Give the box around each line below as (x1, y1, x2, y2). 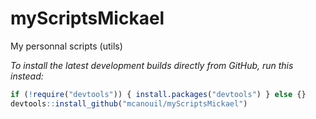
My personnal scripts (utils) (10, 40, 123, 52)
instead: (10, 70, 44, 82)
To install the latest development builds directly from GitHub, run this (10, 59, 294, 71)
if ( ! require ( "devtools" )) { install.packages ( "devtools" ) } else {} (10, 89, 307, 99)
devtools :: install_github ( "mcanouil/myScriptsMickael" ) (10, 98, 248, 109)
